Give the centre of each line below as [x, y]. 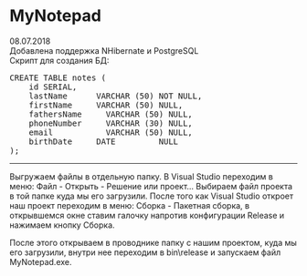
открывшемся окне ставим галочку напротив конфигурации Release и [147, 215]
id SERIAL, [53, 87]
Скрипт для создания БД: [59, 60]
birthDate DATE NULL [104, 141]
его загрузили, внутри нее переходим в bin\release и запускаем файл [145, 252]
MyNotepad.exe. [41, 261]
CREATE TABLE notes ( [58, 77]
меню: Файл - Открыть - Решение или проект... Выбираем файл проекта [151, 186]
